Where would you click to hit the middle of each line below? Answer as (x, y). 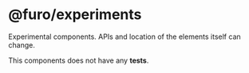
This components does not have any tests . (79, 60)
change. (22, 44)
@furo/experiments (75, 15)
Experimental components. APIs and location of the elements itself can (125, 36)
